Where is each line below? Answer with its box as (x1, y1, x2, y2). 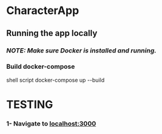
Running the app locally (6, 28, 98, 38)
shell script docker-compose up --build (6, 76, 105, 83)
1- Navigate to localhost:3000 (6, 119, 96, 128)
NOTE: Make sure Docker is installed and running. (6, 46, 157, 55)
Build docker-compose (6, 62, 75, 71)
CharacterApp (6, 4, 79, 18)
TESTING (6, 97, 53, 111)
